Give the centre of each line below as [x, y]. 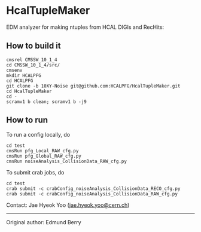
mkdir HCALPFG [24, 76]
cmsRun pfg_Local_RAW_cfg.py [42, 150]
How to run [27, 120]
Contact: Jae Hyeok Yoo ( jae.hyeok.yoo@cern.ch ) [68, 205]
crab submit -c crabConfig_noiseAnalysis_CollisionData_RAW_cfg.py [92, 194]
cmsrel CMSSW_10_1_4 [32, 60]
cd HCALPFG [20, 81]
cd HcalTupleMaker [29, 91]
